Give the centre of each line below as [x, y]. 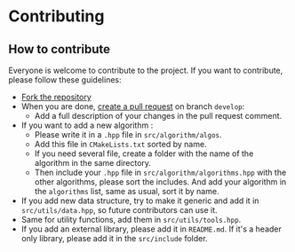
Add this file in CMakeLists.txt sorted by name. [120, 144]
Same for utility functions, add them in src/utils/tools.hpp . [131, 220]
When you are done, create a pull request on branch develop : [133, 106]
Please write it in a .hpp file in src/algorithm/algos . [128, 134]
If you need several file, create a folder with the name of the [144, 154]
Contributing [56, 16]
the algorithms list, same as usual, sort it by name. [127, 191]
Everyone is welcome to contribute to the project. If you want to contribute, [146, 70]
